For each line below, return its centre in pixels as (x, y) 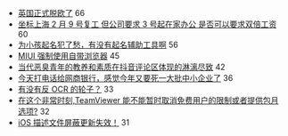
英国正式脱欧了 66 (51, 13)
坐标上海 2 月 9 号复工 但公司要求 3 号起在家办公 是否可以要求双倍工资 (147, 24)
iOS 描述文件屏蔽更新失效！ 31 (74, 122)
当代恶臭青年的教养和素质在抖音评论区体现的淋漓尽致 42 (121, 67)
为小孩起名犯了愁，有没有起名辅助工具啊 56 (98, 44)
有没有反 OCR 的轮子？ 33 (66, 89)
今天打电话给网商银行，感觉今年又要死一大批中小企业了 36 (125, 78)
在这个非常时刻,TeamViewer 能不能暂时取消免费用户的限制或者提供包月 (148, 100)
